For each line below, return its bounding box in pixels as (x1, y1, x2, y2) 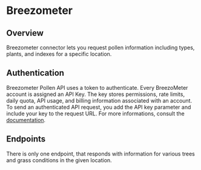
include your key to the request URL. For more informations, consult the (6, 110, 185, 117)
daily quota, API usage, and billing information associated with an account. (6, 97, 193, 104)
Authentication (6, 68, 65, 78)
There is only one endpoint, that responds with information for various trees (6, 150, 196, 157)
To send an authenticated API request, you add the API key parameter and (6, 103, 191, 110)
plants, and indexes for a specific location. (6, 50, 112, 58)
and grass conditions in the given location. (6, 156, 112, 164)
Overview (6, 28, 44, 38)
